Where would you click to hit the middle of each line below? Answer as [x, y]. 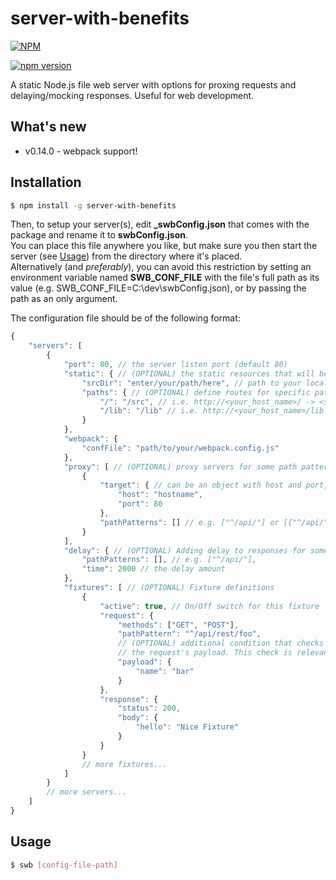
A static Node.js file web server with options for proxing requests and [153, 84]
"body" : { [138, 718]
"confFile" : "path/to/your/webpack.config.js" [180, 448]
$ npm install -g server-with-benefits [93, 205]
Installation [46, 182]
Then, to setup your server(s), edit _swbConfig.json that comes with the [160, 224]
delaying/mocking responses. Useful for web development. [132, 95]
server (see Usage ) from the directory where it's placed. [126, 256]
